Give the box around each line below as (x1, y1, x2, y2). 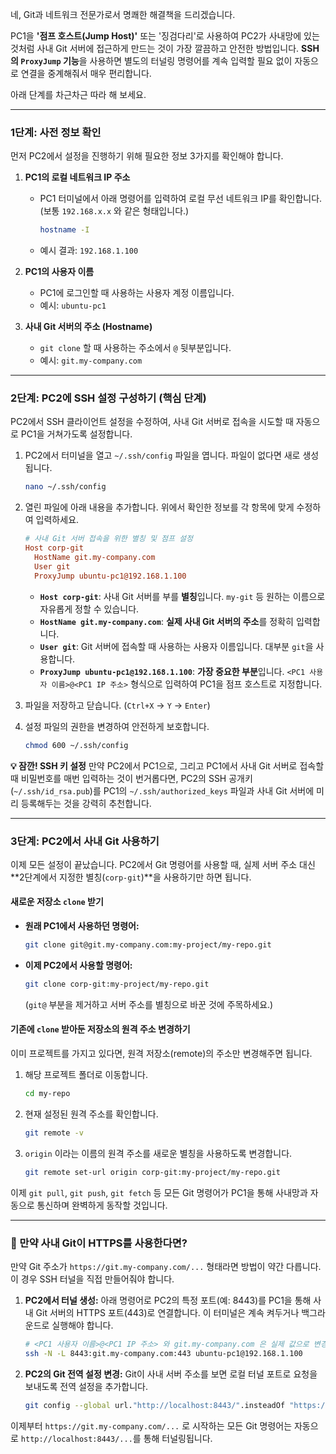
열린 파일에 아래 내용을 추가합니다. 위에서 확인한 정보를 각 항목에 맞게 (24, 501, 295, 513)
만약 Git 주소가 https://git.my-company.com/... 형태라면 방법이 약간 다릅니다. (10, 1260, 322, 1272)
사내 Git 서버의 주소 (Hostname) (24, 321, 153, 333)
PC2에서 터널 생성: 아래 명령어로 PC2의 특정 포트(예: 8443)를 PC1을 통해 (24, 1294, 312, 1306)
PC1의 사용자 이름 (24, 266, 95, 278)
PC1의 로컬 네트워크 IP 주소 (24, 171, 131, 183)
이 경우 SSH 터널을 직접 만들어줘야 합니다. (10, 1273, 175, 1285)
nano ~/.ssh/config (24, 482, 107, 492)
